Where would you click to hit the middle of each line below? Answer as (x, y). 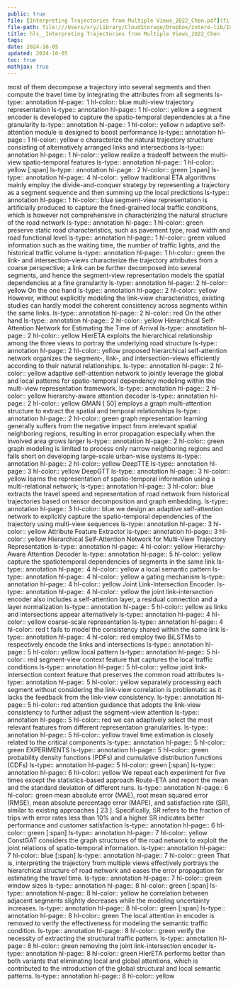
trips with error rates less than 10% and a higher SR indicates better (106, 818)
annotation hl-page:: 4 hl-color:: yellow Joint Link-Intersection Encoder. (112, 584)
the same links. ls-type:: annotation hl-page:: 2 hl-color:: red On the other (114, 313)
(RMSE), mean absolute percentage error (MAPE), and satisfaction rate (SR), (119, 803)
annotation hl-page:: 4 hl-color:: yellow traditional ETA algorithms (121, 177)
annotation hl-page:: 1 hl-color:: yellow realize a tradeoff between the (108, 155)
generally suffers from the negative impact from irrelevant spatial (102, 425)
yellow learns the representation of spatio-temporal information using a (111, 479)
